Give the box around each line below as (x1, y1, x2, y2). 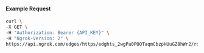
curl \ (5, 18, 23, 24)
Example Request (5, 5, 51, 12)
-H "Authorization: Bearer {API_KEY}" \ (5, 29, 110, 36)
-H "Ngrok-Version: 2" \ (5, 35, 69, 41)
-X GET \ (5, 24, 28, 30)
